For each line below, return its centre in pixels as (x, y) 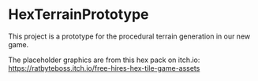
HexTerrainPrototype (79, 15)
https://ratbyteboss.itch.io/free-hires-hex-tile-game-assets (104, 68)
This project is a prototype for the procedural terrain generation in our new (129, 36)
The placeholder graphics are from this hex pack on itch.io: (104, 60)
